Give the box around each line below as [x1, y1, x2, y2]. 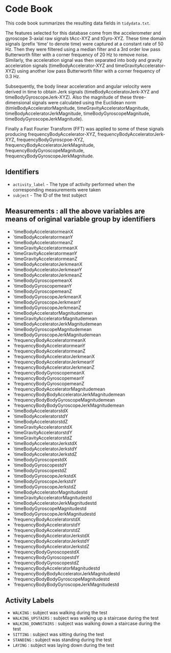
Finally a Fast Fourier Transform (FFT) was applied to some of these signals [5, 126, 164, 132]
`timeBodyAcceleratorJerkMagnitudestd [12, 500, 97, 506]
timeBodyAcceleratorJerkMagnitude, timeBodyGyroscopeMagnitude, [5, 110, 151, 116]
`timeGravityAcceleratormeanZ [12, 255, 78, 262]
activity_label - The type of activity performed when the [12, 181, 135, 187]
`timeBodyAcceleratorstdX [12, 407, 68, 414]
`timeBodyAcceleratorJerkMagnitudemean [12, 320, 102, 327]
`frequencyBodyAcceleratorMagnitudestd [12, 565, 101, 571]
